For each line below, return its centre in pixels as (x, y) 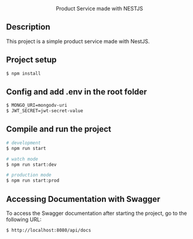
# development (24, 143)
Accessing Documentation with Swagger (83, 199)
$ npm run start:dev (32, 165)
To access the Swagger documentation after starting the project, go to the (97, 213)
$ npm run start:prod (33, 181)
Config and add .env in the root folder (77, 92)
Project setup (32, 60)
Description (28, 27)
